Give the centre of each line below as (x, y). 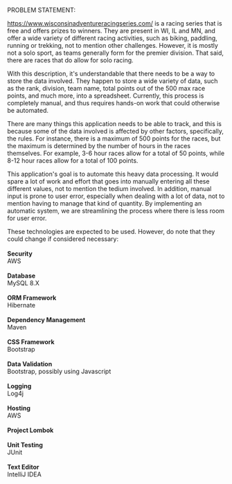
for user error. (27, 218)
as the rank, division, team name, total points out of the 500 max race (106, 88)
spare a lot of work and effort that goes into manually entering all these (108, 181)
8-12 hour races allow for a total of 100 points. (73, 161)
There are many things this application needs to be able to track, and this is (114, 124)
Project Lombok (30, 430)
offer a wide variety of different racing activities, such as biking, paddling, (113, 38)
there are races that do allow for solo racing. (70, 60)
